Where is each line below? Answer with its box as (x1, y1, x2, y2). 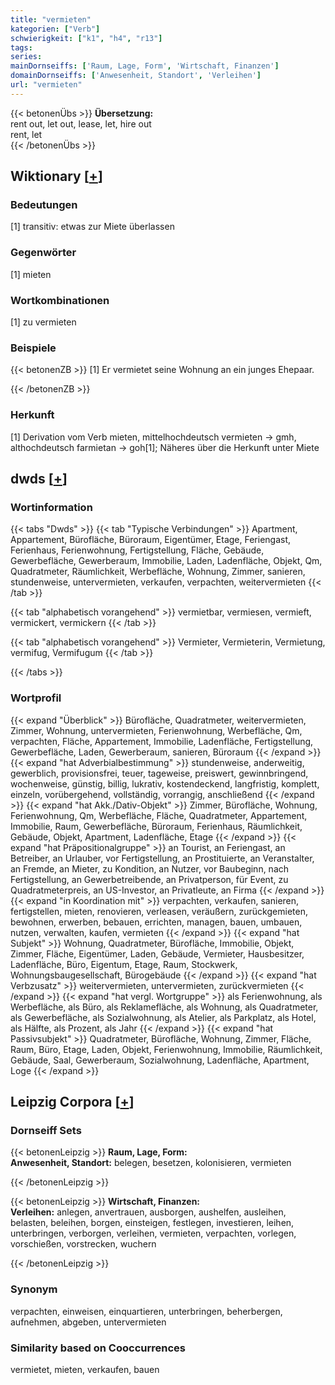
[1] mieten (10, 268, 52, 280)
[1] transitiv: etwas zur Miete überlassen (10, 221, 175, 233)
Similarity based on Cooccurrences (10, 1341, 186, 1355)
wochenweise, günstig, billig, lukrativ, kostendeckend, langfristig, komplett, (10, 777, 320, 790)
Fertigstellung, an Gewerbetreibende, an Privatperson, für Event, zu (10, 873, 289, 885)
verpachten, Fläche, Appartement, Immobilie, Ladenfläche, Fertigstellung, (10, 735, 314, 747)
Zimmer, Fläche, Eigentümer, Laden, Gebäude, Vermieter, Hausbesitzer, (10, 947, 305, 960)
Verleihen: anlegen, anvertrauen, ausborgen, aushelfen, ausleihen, (10, 1206, 287, 1218)
